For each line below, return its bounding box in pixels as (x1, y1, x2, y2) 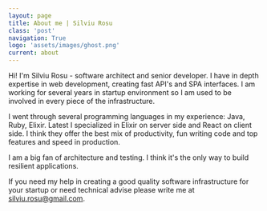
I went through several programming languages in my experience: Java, (8, 112, 245, 121)
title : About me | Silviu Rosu (8, 19, 113, 27)
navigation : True (8, 34, 67, 42)
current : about (8, 49, 59, 57)
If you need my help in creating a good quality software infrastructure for (8, 177, 249, 186)
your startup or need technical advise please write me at (8, 185, 195, 194)
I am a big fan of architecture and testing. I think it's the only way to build (8, 153, 249, 162)
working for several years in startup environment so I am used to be (8, 88, 233, 97)
